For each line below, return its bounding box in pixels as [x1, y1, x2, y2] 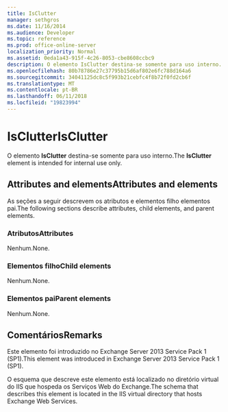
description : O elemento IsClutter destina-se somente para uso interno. [7, 61, 223, 68]
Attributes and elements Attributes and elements [7, 179, 218, 191]
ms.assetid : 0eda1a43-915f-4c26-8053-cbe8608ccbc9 [7, 55, 155, 62]
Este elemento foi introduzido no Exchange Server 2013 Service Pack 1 [7, 348, 207, 356]
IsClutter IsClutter [7, 129, 108, 145]
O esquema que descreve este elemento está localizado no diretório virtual [7, 375, 219, 384]
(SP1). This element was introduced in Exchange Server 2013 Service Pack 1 [7, 354, 220, 363]
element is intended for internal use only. [7, 158, 123, 167]
